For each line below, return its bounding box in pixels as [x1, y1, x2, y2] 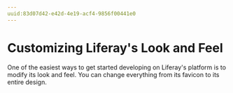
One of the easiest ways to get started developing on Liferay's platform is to [7, 63, 226, 71]
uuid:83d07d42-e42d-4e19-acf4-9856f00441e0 [7, 10, 136, 17]
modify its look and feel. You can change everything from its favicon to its [7, 70, 220, 78]
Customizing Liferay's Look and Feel [7, 40, 223, 56]
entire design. [7, 78, 47, 86]
